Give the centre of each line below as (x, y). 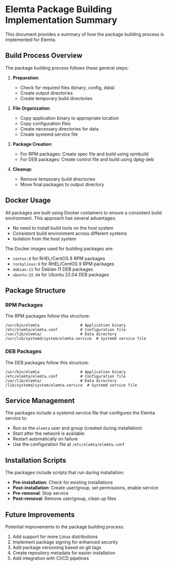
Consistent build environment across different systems (70, 233)
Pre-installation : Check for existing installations (63, 482)
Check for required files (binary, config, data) (67, 87)
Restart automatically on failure (45, 439)
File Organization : (32, 108)
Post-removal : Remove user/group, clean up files (64, 498)
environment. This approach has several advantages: (61, 218)
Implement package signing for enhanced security (65, 542)
